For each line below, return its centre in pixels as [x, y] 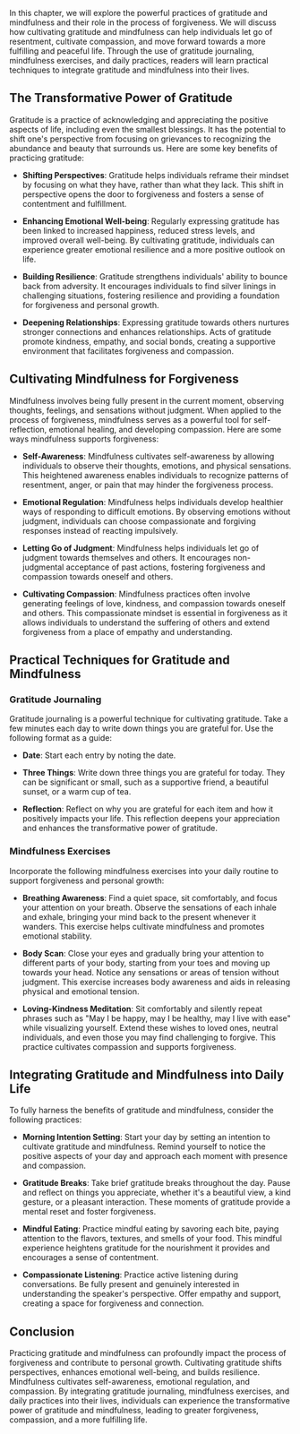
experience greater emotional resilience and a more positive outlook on [154, 249]
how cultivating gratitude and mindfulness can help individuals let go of [141, 32]
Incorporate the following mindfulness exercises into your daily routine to [144, 871]
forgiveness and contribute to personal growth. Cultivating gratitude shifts [146, 1363]
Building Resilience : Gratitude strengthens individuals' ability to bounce [155, 276]
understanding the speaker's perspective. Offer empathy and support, [152, 1294]
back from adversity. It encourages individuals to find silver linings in [149, 286]
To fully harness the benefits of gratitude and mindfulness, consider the [141, 1111]
